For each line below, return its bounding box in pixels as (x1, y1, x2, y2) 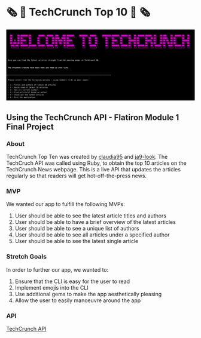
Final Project (6, 121, 54, 132)
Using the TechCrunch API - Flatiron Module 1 (6, 112, 179, 122)
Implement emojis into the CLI (14, 284, 89, 291)
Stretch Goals (6, 253, 47, 261)
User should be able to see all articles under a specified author (14, 231, 170, 238)
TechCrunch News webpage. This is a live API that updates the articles (6, 166, 181, 173)
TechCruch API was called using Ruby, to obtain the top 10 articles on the (6, 159, 187, 167)
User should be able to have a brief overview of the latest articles (14, 219, 176, 226)
